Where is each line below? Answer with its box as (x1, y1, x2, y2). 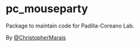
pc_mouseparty (6, 2, 88, 16)
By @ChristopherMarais (6, 34, 66, 41)
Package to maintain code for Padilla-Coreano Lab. (6, 22, 134, 29)
